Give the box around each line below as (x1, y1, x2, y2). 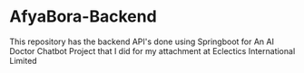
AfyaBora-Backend (9, 6, 157, 27)
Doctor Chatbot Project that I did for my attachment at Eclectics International (9, 45, 296, 56)
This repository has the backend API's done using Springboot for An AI (9, 36, 275, 47)
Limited (9, 55, 38, 66)
